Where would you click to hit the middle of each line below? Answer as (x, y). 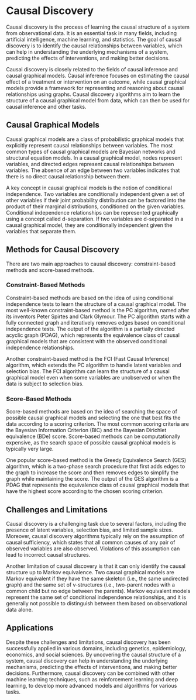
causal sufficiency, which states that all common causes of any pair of (91, 542)
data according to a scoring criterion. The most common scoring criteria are (97, 424)
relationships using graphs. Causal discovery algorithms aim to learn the (93, 94)
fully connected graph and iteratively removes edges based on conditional (96, 322)
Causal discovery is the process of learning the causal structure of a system (98, 27)
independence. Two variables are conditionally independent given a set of (95, 194)
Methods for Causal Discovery (63, 250)
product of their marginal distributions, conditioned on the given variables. (95, 206)
